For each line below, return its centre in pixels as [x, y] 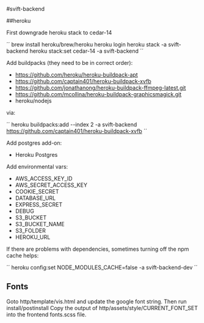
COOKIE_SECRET [37, 192]
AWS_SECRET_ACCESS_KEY [51, 185]
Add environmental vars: [37, 167]
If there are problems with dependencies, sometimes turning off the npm [98, 249]
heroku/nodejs [33, 101]
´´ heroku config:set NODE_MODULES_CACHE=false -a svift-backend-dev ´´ [102, 267]
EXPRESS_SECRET [39, 204]
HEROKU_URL [33, 237]
